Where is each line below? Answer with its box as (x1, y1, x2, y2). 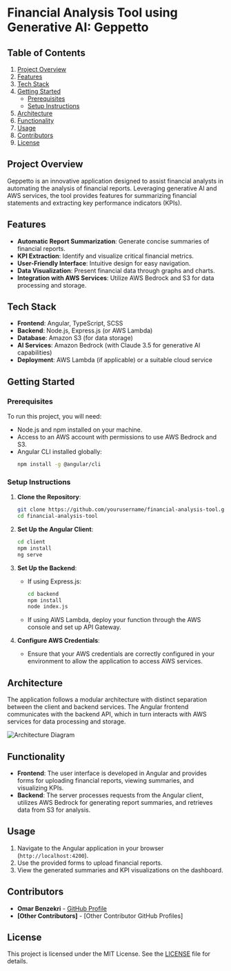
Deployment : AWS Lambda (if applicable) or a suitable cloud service (17, 356, 212, 364)
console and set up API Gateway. (27, 623, 122, 632)
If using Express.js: (27, 577, 81, 585)
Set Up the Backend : (17, 563, 77, 572)
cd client (17, 539, 46, 545)
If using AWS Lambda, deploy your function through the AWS (27, 616, 201, 624)
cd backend (27, 590, 59, 597)
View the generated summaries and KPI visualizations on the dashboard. (17, 865, 223, 874)
